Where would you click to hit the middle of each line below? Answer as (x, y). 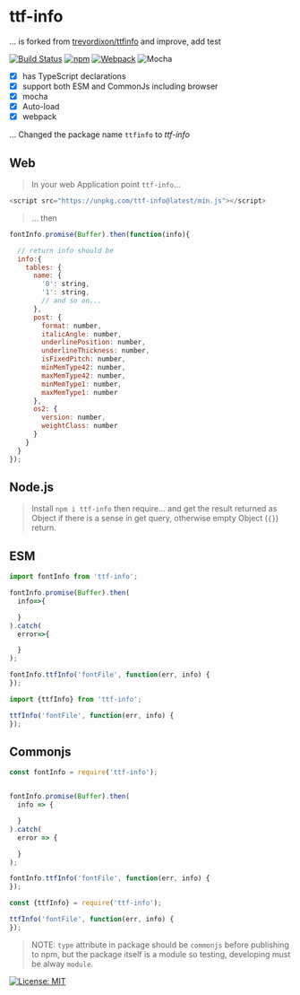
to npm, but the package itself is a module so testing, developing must (161, 954)
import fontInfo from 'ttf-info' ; (74, 577)
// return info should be (66, 250)
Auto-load (41, 107)
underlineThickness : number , (96, 351)
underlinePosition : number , (94, 343)
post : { (47, 317)
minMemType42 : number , (84, 368)
